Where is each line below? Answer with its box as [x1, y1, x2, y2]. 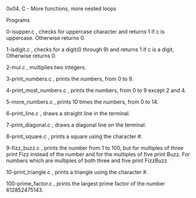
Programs [6, 17, 30, 23]
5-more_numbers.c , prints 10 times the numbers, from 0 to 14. [6, 98, 159, 105]
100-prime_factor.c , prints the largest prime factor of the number [6, 180, 166, 187]
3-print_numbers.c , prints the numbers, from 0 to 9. [6, 76, 134, 82]
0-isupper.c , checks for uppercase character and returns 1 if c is [6, 28, 165, 35]
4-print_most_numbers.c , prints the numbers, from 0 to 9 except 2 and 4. [6, 87, 187, 94]
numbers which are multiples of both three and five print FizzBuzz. [6, 157, 169, 164]
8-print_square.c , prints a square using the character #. [6, 133, 143, 140]
